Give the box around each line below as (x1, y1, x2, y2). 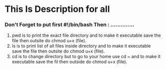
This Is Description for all (4, 3, 110, 15)
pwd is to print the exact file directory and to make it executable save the (11, 32, 161, 38)
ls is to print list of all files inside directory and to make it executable (11, 43, 151, 49)
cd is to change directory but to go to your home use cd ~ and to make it (11, 54, 161, 60)
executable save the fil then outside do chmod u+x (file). (11, 59, 128, 65)
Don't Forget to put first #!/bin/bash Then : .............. (4, 21, 135, 28)
